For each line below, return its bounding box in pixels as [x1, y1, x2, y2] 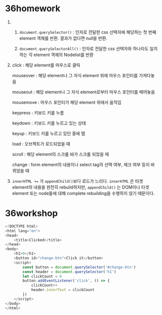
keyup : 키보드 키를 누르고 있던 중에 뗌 [12, 130, 85, 136]
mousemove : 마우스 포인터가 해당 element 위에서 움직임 [12, 99, 122, 105]
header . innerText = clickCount [31, 288, 95, 293]
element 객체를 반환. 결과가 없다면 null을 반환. [19, 35, 108, 41]
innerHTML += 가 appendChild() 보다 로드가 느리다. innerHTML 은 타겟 [12, 178, 144, 184]
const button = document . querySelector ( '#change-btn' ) [22, 265, 136, 270]
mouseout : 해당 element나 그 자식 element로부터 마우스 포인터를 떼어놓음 [12, 89, 155, 95]
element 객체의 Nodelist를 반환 [34, 52, 94, 58]
